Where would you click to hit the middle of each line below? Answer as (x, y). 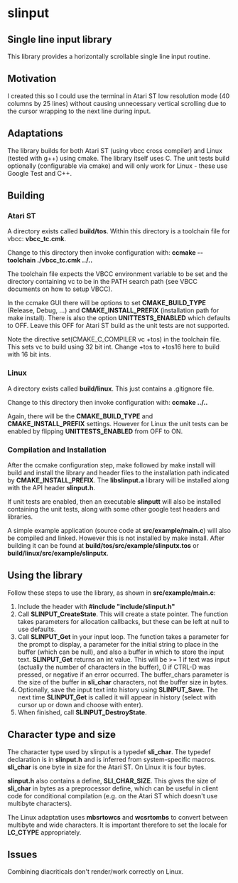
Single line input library (60, 39)
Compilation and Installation (57, 450)
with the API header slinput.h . (52, 487)
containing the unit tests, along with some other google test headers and (114, 509)
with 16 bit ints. (29, 354)
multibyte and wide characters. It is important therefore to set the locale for (117, 825)
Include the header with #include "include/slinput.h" (96, 606)
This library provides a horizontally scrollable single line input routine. (109, 56)
